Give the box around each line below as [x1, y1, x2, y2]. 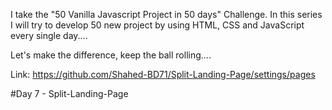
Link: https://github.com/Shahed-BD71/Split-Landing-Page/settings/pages [10, 69, 316, 80]
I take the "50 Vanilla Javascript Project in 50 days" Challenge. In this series [10, 9, 323, 20]
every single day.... [10, 30, 88, 41]
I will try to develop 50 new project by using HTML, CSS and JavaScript [10, 19, 305, 31]
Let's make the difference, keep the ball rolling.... [10, 49, 212, 61]
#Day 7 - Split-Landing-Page [10, 88, 129, 99]
